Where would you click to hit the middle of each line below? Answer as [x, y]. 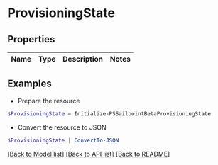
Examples [29, 84]
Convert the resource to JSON [62, 127]
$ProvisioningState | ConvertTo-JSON [63, 140]
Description [83, 59]
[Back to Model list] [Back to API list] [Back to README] [89, 154]
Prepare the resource [49, 101]
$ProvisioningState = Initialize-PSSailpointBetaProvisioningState [109, 114]
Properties [31, 39]
